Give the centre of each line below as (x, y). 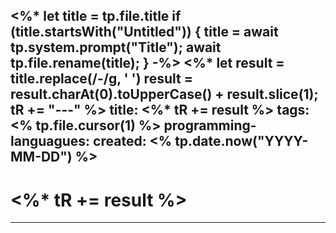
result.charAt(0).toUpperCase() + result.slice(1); (164, 94)
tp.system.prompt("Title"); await (116, 47)
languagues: (50, 141)
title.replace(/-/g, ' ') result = (101, 79)
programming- (210, 125)
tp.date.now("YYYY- (241, 141)
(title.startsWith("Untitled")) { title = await (144, 32)
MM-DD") (41, 157)
